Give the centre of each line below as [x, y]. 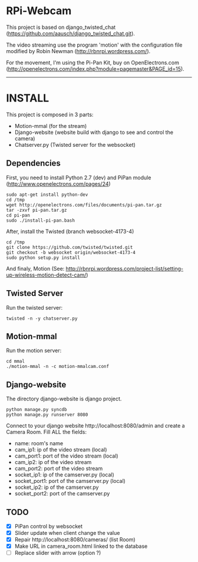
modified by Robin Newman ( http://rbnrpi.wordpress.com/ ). [78, 51]
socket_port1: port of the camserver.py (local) [70, 481]
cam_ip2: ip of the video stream [53, 462]
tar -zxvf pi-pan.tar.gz [37, 210]
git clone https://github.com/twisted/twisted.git [70, 247]
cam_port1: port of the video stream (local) [67, 456]
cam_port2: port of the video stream [59, 469]
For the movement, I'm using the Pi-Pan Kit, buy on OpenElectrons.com [93, 63]
